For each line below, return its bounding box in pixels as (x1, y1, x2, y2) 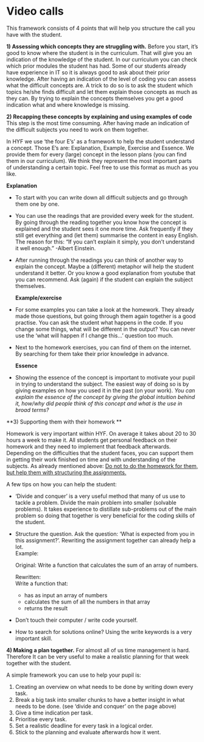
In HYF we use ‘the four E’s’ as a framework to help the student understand (6, 137, 195, 145)
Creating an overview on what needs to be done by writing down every (15, 683, 194, 690)
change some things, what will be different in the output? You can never (15, 325, 196, 333)
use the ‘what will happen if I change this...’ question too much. (15, 331, 174, 339)
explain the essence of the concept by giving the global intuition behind (15, 393, 195, 400)
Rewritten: (15, 573, 41, 580)
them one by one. (15, 200, 60, 207)
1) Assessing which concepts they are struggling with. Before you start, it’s (6, 43, 199, 50)
